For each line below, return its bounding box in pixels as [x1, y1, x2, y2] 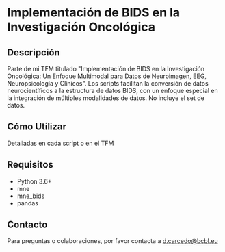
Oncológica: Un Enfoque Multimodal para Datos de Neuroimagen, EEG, [7, 72, 207, 80]
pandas [16, 199, 39, 207]
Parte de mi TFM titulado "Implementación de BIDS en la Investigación [7, 65, 205, 73]
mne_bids [16, 192, 45, 200]
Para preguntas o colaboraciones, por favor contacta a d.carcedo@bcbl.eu [7, 237, 218, 245]
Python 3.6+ [16, 177, 53, 186]
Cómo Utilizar [7, 121, 67, 133]
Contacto [7, 219, 48, 231]
